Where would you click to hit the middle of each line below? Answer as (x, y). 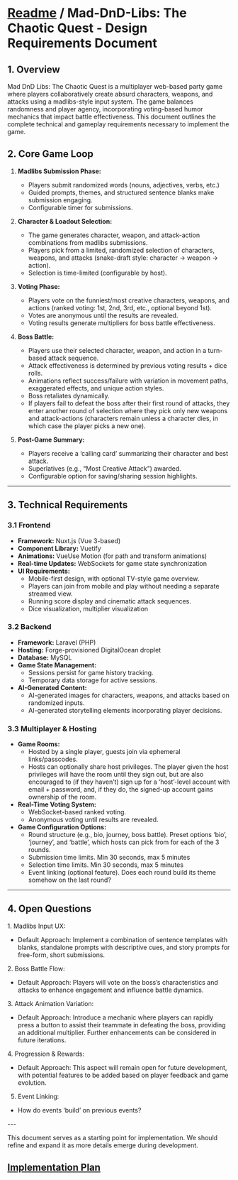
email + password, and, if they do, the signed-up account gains (121, 790)
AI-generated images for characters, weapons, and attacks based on (129, 695)
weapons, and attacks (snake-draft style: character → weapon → (123, 258)
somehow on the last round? (70, 880)
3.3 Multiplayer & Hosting (52, 728)
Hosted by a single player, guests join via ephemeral (104, 752)
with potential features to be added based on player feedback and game (123, 1075)
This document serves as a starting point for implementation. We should (113, 1137)
